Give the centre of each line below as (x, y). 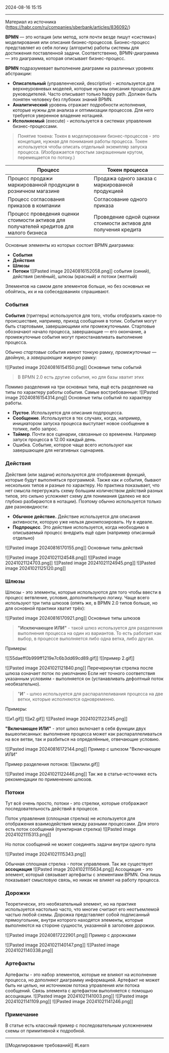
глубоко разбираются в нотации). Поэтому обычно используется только (83, 501)
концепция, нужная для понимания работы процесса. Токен (82, 141)
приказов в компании (34, 205)
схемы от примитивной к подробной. (45, 1031)
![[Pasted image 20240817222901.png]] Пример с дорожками (71, 935)
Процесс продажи (30, 178)
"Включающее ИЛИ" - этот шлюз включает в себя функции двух (76, 728)
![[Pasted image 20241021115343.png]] (46, 854)
